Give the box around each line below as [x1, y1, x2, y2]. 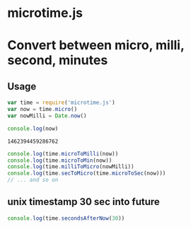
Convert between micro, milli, [7, 37, 185, 54]
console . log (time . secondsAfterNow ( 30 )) [7, 214, 125, 222]
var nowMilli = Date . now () [7, 112, 87, 119]
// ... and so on [7, 177, 59, 184]
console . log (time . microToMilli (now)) [7, 150, 119, 157]
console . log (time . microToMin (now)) [7, 157, 112, 164]
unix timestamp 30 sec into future [7, 196, 161, 208]
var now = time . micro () [7, 106, 78, 113]
